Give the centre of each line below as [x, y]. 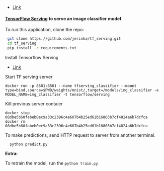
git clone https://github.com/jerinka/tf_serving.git [64, 39]
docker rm [15, 121]
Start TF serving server [29, 77]
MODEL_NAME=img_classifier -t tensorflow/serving [58, 94]
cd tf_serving [22, 43]
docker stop [17, 113]
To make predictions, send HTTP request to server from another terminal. [80, 135]
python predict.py [29, 144]
